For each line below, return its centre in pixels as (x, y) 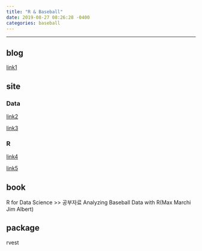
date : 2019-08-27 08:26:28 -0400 (48, 17)
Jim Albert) (20, 209)
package (23, 228)
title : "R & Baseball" (35, 12)
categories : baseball (33, 23)
